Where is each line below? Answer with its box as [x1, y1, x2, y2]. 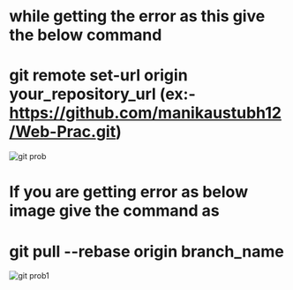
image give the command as [9, 201, 220, 221]
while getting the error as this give [9, 6, 266, 27]
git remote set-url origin [9, 65, 188, 86]
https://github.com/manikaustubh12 [9, 103, 282, 123]
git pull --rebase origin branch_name [9, 241, 284, 262]
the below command [9, 25, 162, 45]
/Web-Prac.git [9, 122, 116, 142]
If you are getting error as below [9, 182, 249, 202]
